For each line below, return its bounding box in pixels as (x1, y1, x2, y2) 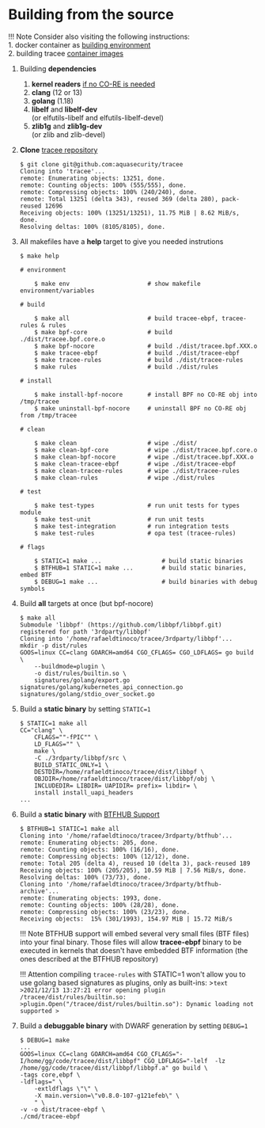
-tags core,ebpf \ (19, 1071, 81, 1079)
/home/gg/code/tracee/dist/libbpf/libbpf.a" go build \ (19, 1064, 208, 1072)
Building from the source (8, 6, 174, 24)
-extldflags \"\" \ (34, 1084, 99, 1092)
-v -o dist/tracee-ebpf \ (19, 1105, 105, 1114)
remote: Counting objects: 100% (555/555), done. (19, 181, 187, 189)
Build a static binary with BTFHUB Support (19, 810, 160, 819)
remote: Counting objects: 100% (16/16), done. (19, 845, 180, 853)
